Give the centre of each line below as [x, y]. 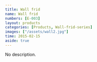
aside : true [17, 41]
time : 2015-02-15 [23, 37]
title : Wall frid [23, 9]
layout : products [23, 23]
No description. [21, 54]
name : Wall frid [21, 14]
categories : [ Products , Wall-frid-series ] [49, 27]
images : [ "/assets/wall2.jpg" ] [37, 32]
